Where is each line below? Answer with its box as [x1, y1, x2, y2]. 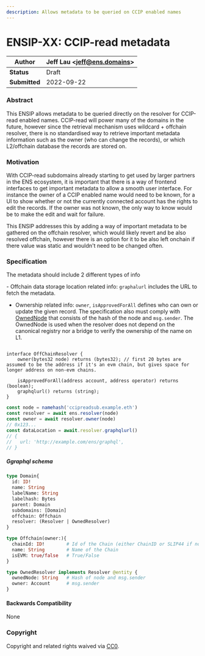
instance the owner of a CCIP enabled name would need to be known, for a [6, 191, 195, 199]
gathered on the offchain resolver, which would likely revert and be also [6, 229, 186, 236]
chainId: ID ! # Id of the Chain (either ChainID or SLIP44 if [12, 541, 192, 548]
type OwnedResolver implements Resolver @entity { [6, 569, 138, 575]
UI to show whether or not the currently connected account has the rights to [6, 198, 198, 205]
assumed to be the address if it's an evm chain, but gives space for [6, 362, 190, 368]
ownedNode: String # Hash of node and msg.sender [12, 575, 146, 581]
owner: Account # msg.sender [12, 581, 99, 587]
